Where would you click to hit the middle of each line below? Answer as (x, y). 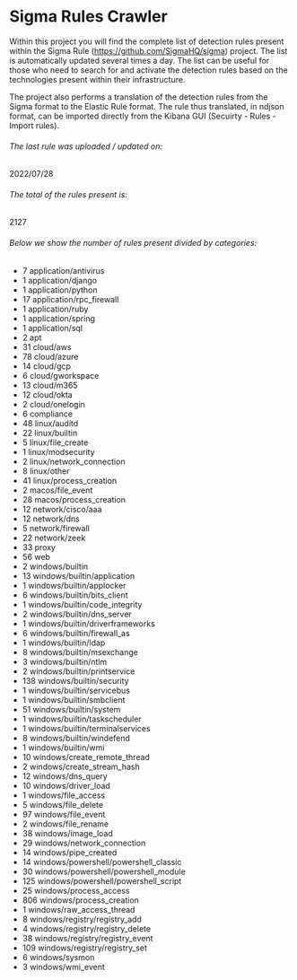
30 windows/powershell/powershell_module (104, 871)
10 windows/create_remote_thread (86, 757)
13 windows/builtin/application (79, 575)
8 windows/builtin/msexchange (80, 652)
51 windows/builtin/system (71, 709)
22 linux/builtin (50, 433)
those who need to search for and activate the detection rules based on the (149, 70)
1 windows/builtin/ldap (64, 643)
